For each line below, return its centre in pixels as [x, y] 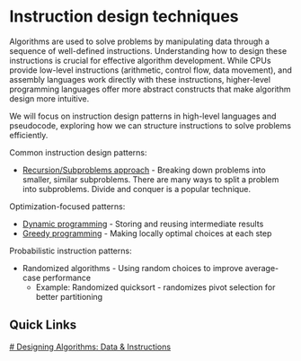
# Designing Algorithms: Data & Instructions [90, 347]
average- [262, 268]
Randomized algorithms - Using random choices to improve [133, 268]
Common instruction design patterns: [78, 152]
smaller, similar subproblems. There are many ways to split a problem [150, 179]
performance [67, 277]
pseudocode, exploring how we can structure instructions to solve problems [150, 125]
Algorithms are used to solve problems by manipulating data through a [139, 41]
